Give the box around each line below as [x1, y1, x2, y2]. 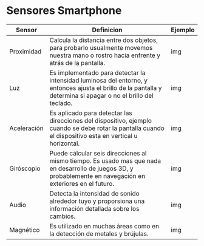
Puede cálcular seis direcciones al [49, 149, 147, 157]
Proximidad [9, 47, 42, 55]
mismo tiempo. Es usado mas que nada [49, 156, 161, 165]
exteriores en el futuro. [49, 179, 114, 188]
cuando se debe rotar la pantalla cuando [49, 124, 165, 132]
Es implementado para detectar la [49, 68, 146, 77]
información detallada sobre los [49, 204, 140, 213]
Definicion [92, 26, 123, 34]
